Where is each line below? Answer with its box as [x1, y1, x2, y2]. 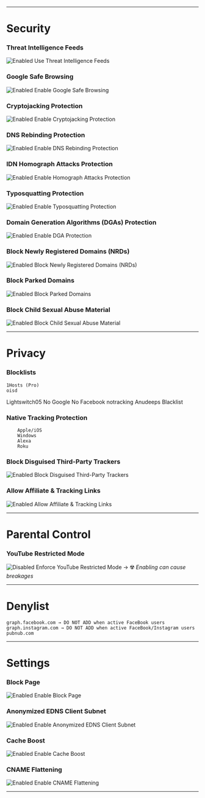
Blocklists [6, 368, 37, 377]
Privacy [6, 346, 46, 360]
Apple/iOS [17, 427, 43, 433]
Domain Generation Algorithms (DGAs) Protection [6, 218, 157, 227]
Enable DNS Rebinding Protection [34, 145, 118, 152]
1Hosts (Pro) [6, 382, 40, 388]
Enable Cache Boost [34, 750, 85, 758]
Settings [6, 656, 50, 670]
